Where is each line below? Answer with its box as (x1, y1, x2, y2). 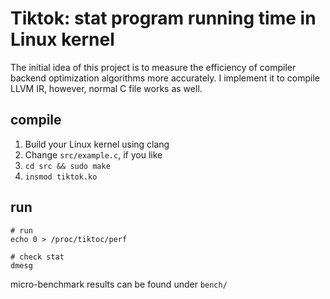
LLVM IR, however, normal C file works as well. (10, 82, 203, 94)
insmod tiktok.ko (24, 172, 98, 182)
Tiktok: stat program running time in (10, 7, 317, 30)
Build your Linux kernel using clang (24, 138, 170, 150)
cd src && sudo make (24, 161, 111, 171)
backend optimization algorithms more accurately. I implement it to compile (10, 72, 321, 84)
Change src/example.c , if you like (24, 148, 163, 161)
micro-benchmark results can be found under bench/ (10, 278, 228, 290)
